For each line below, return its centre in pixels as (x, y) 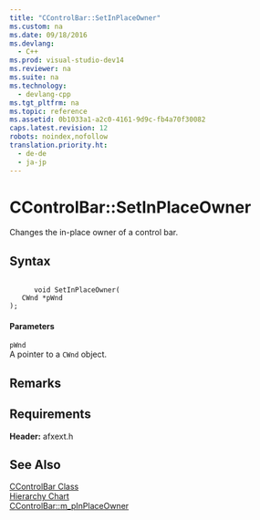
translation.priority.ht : (58, 145)
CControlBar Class (44, 487)
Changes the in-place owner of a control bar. (94, 233)
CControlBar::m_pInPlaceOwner (69, 506)
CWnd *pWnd (42, 298)
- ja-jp (32, 162)
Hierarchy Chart (40, 496)
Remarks (36, 383)
